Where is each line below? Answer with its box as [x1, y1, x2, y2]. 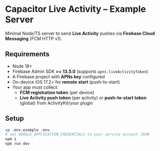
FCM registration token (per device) [19, 89, 95, 95]
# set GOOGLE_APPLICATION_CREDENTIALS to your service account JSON [5, 132, 150, 137]
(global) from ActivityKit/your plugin [19, 100, 93, 106]
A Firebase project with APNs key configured [12, 73, 105, 80]
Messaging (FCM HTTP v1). [5, 36, 62, 42]
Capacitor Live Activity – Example [5, 3, 146, 15]
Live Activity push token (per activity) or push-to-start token [19, 95, 147, 101]
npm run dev [5, 141, 30, 147]
